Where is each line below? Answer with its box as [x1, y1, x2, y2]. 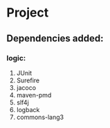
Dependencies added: [6, 33, 104, 44]
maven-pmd [16, 91, 52, 99]
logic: [6, 53, 26, 63]
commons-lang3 [16, 113, 64, 121]
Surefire [16, 76, 40, 84]
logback [16, 105, 40, 113]
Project [6, 5, 49, 21]
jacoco [16, 83, 36, 91]
